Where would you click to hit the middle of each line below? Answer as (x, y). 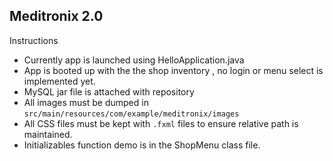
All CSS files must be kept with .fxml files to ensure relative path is (161, 123)
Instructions (34, 40)
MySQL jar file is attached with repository (109, 91)
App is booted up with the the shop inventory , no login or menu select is (173, 70)
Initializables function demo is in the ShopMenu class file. (142, 145)
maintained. (48, 134)
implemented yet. (59, 81)
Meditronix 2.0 (56, 16)
